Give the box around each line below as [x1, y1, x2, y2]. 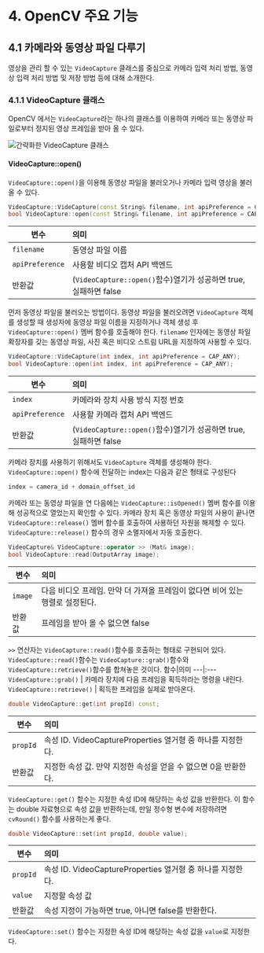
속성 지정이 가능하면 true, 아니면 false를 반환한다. [44, 905, 218, 916]
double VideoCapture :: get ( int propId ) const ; [8, 700, 159, 708]
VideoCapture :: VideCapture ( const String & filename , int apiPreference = [8, 203, 251, 211]
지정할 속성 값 [44, 890, 93, 901]
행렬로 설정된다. [41, 597, 97, 608]
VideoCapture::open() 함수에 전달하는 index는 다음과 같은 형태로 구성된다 [8, 467, 237, 476]
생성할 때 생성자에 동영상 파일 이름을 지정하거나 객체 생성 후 [16, 318, 199, 327]
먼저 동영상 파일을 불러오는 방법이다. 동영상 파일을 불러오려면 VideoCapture [8, 307, 240, 317]
